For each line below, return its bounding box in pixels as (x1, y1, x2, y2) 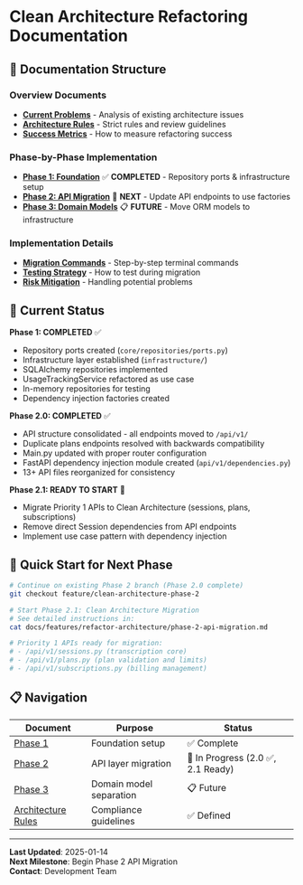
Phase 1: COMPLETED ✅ (9, 327, 102, 338)
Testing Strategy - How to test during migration (22, 267, 201, 278)
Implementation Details (9, 237, 115, 249)
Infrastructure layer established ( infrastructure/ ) (22, 354, 208, 365)
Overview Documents (9, 89, 106, 101)
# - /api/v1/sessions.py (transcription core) (9, 647, 188, 656)
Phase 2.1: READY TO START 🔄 (9, 485, 126, 495)
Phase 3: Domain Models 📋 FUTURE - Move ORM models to (22, 202, 251, 212)
